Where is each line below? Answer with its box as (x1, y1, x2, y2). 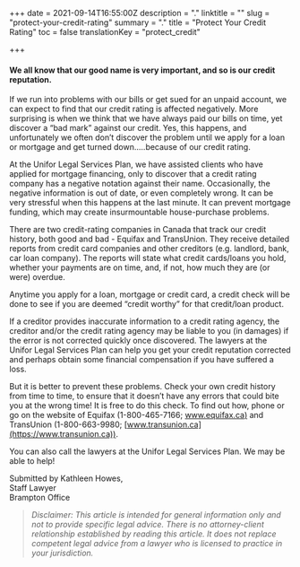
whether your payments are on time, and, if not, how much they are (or (9, 262, 270, 273)
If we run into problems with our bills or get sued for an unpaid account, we (9, 94, 287, 105)
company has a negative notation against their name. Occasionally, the (9, 179, 270, 189)
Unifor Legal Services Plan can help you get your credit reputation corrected (9, 345, 291, 355)
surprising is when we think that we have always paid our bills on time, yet (9, 113, 283, 124)
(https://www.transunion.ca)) (9, 429, 116, 440)
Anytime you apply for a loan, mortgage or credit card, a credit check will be (9, 289, 291, 300)
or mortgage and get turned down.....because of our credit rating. (9, 142, 251, 153)
